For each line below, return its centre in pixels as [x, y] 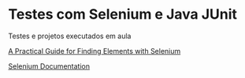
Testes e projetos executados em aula [70, 36]
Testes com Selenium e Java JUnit [123, 14]
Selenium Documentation [49, 66]
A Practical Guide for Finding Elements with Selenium [95, 51]
